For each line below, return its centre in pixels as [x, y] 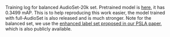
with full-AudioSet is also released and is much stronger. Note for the [78, 18]
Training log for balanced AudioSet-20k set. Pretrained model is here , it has [85, 7]
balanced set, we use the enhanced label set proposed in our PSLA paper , [84, 23]
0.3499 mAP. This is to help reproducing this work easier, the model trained [85, 13]
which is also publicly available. [39, 29]
